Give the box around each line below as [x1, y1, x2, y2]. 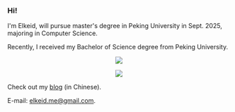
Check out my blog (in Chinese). [7, 83, 101, 92]
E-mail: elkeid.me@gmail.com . [7, 97, 96, 105]
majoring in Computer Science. [7, 29, 98, 37]
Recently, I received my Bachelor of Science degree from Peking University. [7, 43, 229, 51]
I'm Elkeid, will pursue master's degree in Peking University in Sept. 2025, [7, 22, 223, 30]
